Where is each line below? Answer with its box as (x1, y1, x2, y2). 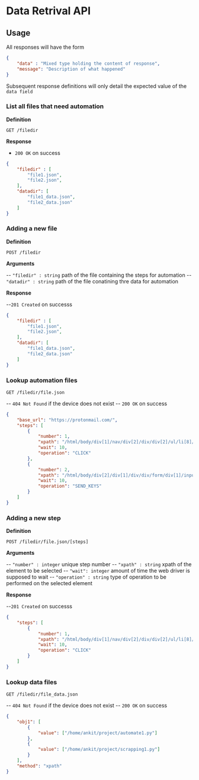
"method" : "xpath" (17, 763, 62, 769)
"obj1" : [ (17, 719, 41, 725)
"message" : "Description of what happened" (17, 66, 126, 72)
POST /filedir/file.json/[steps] (6, 539, 89, 545)
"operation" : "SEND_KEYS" (37, 483, 102, 490)
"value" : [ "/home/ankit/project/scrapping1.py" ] (37, 747, 161, 753)
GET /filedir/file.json (6, 389, 65, 396)
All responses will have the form (6, 43, 85, 50)
